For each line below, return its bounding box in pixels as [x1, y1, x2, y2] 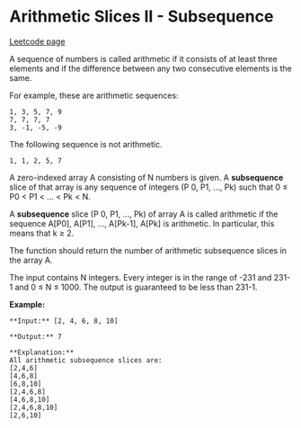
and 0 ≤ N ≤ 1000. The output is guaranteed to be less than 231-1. [14, 281, 258, 292]
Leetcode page [9, 36, 66, 47]
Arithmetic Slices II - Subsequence [9, 6, 274, 27]
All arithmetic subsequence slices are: [9, 355, 164, 365]
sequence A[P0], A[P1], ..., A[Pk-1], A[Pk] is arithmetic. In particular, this [9, 218, 275, 228]
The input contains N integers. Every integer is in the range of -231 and [9, 272, 272, 282]
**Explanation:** [9, 348, 75, 357]
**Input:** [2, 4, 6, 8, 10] [9, 317, 119, 325]
